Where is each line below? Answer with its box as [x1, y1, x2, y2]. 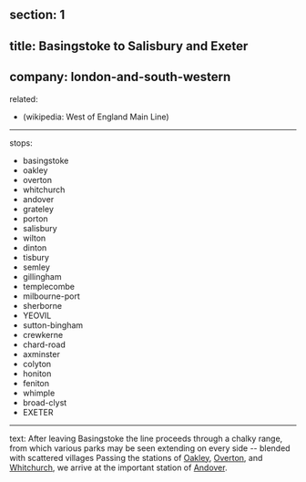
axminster [22, 348, 61, 359]
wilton [22, 232, 46, 243]
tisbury [22, 251, 50, 262]
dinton [22, 241, 47, 253]
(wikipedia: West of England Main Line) [22, 111, 170, 122]
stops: [9, 137, 34, 149]
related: [9, 93, 38, 104]
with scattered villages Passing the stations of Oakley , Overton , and [9, 452, 263, 463]
